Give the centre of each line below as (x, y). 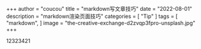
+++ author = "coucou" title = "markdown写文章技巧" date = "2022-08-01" (99, 9)
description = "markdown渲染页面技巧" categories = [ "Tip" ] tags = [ (92, 16)
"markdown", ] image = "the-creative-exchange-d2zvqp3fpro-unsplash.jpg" (101, 23)
